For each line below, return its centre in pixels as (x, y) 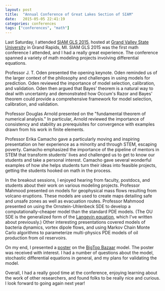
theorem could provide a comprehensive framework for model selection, (79, 99)
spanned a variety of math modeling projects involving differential (72, 58)
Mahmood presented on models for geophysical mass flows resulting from (81, 191)
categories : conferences (31, 23)
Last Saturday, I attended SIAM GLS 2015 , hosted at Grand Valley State (77, 42)
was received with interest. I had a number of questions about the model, (80, 253)
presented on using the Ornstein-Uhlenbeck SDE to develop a (68, 207)
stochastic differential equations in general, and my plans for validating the (81, 258)
